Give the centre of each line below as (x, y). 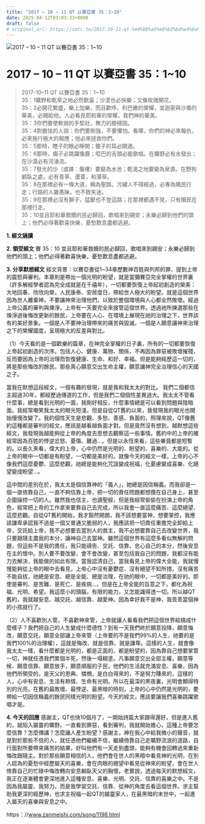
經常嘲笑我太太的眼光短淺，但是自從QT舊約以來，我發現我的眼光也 (106, 410)
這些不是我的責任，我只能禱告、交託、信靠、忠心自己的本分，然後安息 (110, 546)
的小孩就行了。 (25, 607)
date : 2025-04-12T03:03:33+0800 (47, 18)
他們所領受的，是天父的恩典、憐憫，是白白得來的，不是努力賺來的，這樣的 (100, 674)
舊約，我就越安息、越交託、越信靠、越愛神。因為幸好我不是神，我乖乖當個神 (103, 599)
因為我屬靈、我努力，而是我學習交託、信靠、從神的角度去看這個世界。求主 (100, 786)
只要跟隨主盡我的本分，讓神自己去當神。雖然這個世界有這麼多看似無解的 (97, 538)
